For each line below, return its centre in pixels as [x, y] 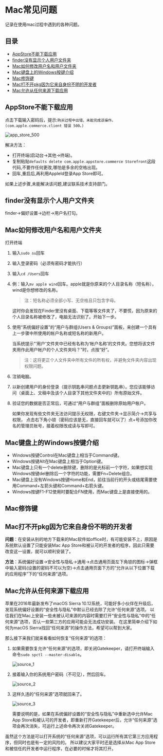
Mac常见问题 [31, 10]
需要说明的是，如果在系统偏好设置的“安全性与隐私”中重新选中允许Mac [82, 714]
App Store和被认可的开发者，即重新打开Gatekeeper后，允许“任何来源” [82, 720]
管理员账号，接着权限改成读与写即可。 [59, 426]
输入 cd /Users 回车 [31, 274]
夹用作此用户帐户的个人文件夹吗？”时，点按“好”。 [62, 350]
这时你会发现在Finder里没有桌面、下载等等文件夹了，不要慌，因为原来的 [84, 311]
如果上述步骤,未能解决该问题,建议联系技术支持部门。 [58, 184]
